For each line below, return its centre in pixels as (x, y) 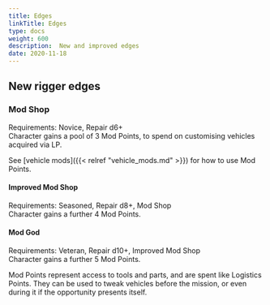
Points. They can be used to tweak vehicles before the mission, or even (128, 284)
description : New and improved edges (74, 46)
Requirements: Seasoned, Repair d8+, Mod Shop (90, 205)
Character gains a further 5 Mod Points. (75, 260)
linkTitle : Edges (38, 24)
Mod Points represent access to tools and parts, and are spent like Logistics (135, 275)
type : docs (27, 31)
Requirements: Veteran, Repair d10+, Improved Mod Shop (105, 251)
